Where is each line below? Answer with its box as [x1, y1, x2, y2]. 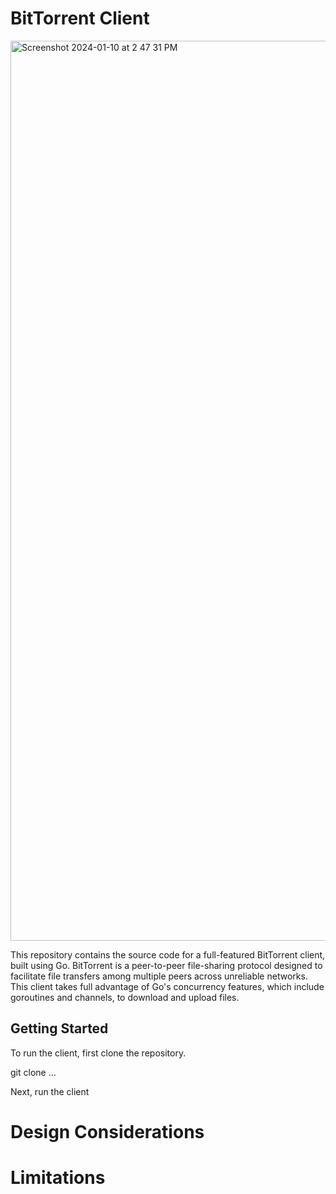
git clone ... [10, 1066, 57, 1078]
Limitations [10, 1167, 106, 1189]
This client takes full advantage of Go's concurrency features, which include [10, 980, 325, 992]
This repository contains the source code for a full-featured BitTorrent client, [10, 948, 326, 961]
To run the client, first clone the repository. [10, 1047, 187, 1059]
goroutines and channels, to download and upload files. [10, 991, 240, 1003]
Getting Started [10, 1020, 109, 1037]
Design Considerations [10, 1120, 205, 1143]
